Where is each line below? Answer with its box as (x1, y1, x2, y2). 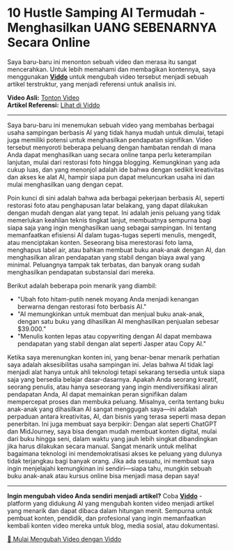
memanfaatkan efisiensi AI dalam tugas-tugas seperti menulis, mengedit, (7, 230, 217, 239)
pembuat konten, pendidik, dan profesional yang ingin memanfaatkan (7, 514, 207, 522)
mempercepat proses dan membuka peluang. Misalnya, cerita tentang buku (7, 397, 225, 406)
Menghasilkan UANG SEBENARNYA (7, 20, 217, 36)
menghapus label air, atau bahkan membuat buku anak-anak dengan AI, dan (7, 246, 226, 254)
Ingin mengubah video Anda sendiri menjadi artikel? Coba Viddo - (7, 491, 203, 500)
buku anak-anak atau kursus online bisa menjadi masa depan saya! (7, 471, 200, 480)
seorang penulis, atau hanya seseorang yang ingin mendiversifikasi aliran (7, 382, 218, 391)
